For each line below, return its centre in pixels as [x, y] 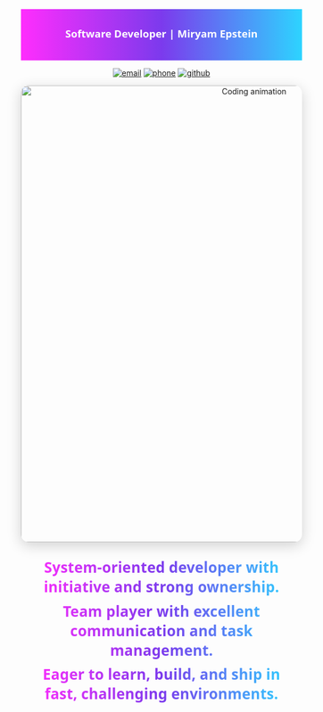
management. [161, 650]
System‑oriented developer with [161, 568]
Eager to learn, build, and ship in [161, 674]
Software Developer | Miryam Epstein [161, 33]
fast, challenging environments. [161, 693]
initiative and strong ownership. [161, 587]
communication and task [161, 630]
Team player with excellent [161, 611]
